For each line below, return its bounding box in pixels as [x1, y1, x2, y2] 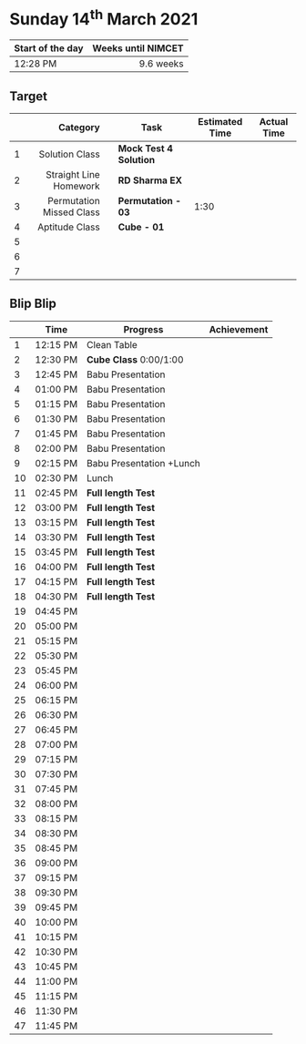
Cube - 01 [117, 220, 165, 233]
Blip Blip [9, 296, 57, 312]
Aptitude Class [37, 220, 100, 233]
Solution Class [38, 148, 100, 160]
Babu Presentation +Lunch [86, 456, 200, 469]
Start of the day [14, 42, 84, 55]
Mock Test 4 [117, 142, 173, 155]
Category [57, 121, 100, 134]
